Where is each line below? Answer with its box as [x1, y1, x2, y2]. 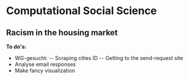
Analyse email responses [14, 61, 76, 68]
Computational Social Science [6, 4, 157, 18]
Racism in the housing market [6, 28, 118, 38]
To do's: [6, 43, 27, 50]
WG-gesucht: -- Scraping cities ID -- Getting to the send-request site [14, 55, 183, 61]
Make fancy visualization [14, 67, 76, 74]
